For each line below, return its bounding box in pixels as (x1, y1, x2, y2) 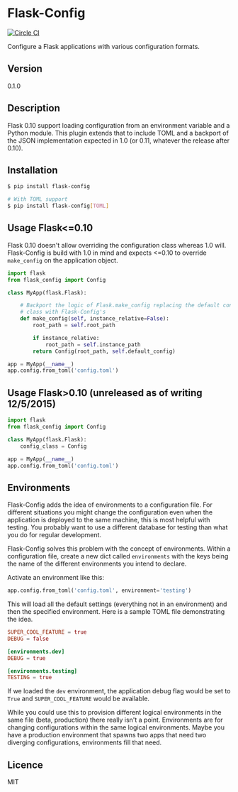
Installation (7, 164, 58, 176)
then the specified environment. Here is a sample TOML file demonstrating (7, 607, 225, 616)
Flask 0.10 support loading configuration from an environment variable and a (7, 121, 230, 129)
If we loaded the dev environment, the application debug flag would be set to (7, 687, 231, 695)
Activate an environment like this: (7, 573, 105, 582)
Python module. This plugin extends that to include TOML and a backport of (7, 128, 229, 137)
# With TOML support (7, 196, 69, 203)
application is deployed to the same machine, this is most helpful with (7, 516, 210, 524)
